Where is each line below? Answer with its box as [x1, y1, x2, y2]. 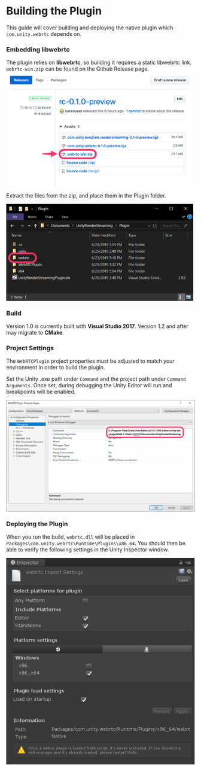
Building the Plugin [6, 4, 102, 18]
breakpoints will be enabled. [6, 388, 76, 396]
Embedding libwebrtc [6, 45, 70, 53]
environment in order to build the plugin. [6, 364, 105, 371]
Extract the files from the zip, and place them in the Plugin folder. [6, 192, 166, 199]
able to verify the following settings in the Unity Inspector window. [6, 546, 169, 553]
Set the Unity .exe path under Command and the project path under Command [6, 375, 187, 383]
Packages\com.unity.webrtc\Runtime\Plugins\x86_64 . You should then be [6, 540, 185, 547]
